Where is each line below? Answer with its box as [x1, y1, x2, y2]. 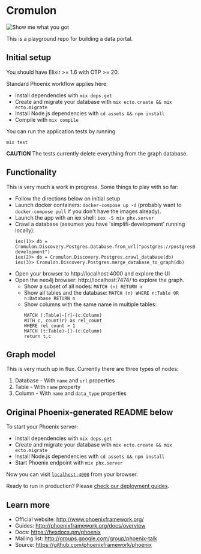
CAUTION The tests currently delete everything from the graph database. [6, 149, 188, 157]
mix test [6, 139, 28, 145]
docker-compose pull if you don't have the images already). [14, 208, 161, 215]
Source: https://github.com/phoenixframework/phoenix [14, 541, 152, 548]
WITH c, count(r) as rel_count [23, 318, 103, 324]
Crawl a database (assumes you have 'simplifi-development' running [14, 220, 185, 227]
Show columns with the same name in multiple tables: [23, 301, 157, 308]
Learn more [6, 499, 50, 510]
